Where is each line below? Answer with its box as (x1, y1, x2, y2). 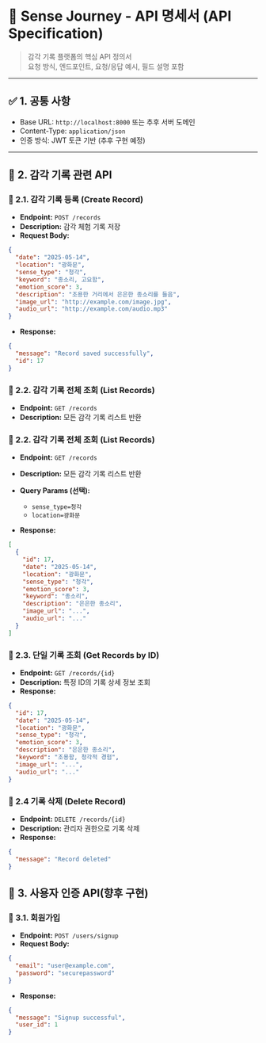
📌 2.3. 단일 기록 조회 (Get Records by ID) (8, 649, 160, 660)
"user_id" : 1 (15, 1021, 59, 1029)
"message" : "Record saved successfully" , (15, 350, 154, 357)
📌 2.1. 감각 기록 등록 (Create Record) (8, 194, 144, 205)
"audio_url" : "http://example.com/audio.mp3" (15, 305, 169, 313)
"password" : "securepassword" (15, 968, 115, 977)
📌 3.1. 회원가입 (8, 912, 61, 923)
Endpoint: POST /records (19, 212, 101, 222)
